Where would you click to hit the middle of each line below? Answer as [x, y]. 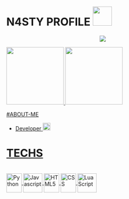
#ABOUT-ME [23, 114]
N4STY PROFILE [48, 22]
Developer [28, 128]
